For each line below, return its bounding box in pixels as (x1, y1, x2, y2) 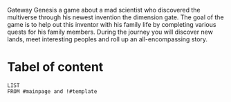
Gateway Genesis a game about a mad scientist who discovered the (7, 6, 201, 14)
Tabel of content (7, 59, 104, 75)
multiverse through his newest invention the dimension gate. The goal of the (7, 13, 224, 21)
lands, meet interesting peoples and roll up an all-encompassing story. (7, 35, 208, 43)
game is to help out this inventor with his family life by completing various (7, 21, 216, 28)
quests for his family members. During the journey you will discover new (7, 28, 213, 36)
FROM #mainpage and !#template (7, 88, 98, 95)
